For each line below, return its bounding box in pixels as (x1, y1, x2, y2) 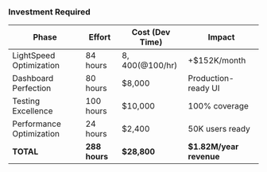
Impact (207, 32, 235, 43)
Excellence (12, 105, 53, 117)
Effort (88, 32, 111, 43)
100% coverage (188, 101, 249, 112)
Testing (12, 96, 41, 107)
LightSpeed (12, 50, 56, 61)
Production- (188, 73, 234, 84)
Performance (12, 118, 61, 129)
